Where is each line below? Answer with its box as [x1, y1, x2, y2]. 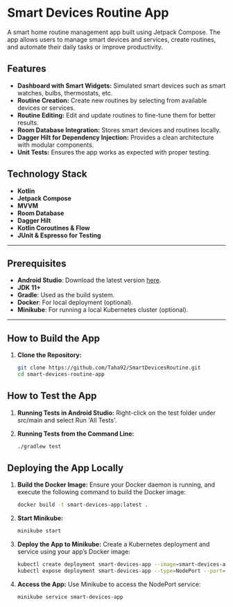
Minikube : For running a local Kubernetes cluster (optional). [17, 306, 189, 314]
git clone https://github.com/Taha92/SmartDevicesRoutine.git [17, 364, 201, 372]
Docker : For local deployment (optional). [17, 298, 133, 307]
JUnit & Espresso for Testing [17, 231, 102, 239]
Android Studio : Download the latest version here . [17, 276, 162, 285]
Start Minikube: [17, 514, 64, 523]
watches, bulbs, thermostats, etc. [17, 88, 113, 97]
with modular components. [17, 141, 94, 149]
